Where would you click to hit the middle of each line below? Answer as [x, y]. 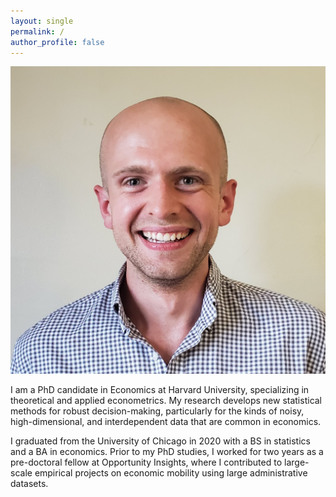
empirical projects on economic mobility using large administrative [171, 473]
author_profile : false [57, 42]
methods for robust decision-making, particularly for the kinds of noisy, [157, 411]
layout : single [42, 21]
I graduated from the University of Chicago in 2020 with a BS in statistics [160, 441]
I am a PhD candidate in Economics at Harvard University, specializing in [160, 390]
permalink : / [37, 31]
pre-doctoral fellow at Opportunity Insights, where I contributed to [146, 462]
